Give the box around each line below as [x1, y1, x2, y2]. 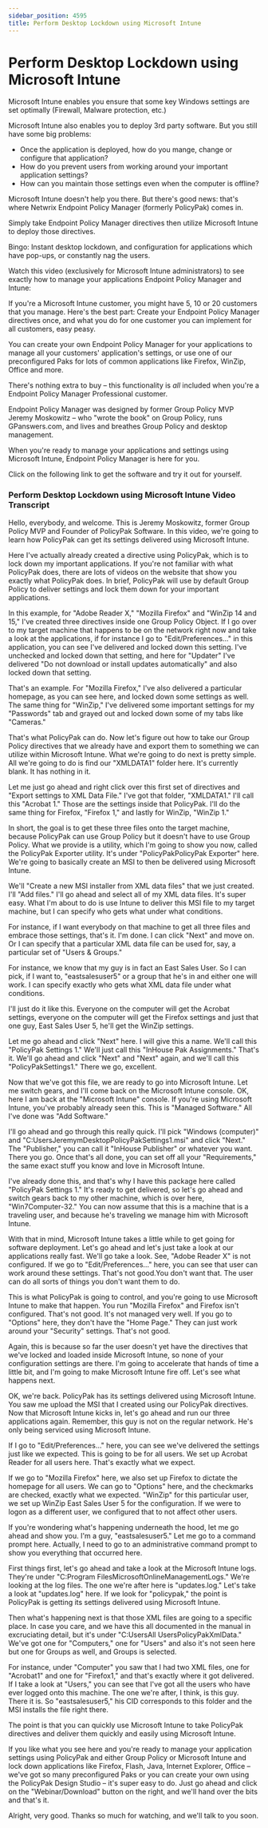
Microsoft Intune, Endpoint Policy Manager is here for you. [8, 454, 200, 464]
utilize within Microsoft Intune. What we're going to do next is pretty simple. [8, 749, 257, 759]
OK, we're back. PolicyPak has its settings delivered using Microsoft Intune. [8, 1391, 257, 1400]
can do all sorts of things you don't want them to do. [8, 1276, 180, 1286]
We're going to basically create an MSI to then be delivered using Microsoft [8, 857, 256, 866]
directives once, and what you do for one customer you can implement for [8, 316, 252, 325]
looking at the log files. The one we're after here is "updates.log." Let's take [8, 1580, 257, 1590]
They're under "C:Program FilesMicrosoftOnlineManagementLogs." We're [8, 1571, 250, 1581]
